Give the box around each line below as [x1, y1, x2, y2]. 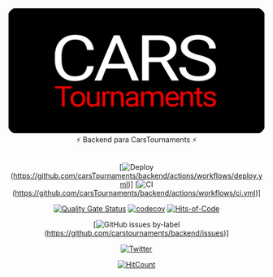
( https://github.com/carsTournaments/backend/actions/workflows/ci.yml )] [11, 188, 262, 198]
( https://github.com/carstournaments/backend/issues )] [44, 228, 229, 238]
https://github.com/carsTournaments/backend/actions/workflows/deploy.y [13, 171, 262, 181]
